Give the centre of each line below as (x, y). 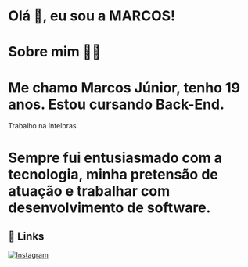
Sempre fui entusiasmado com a (115, 158)
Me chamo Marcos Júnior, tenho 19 (124, 87)
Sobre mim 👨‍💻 (55, 52)
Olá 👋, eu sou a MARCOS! (92, 16)
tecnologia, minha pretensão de (113, 174)
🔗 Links (26, 236)
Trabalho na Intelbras (42, 126)
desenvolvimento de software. (110, 207)
